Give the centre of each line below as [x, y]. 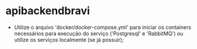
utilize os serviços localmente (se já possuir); [69, 40]
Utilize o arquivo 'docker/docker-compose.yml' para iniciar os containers [103, 27]
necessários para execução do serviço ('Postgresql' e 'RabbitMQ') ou [98, 33]
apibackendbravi [48, 11]
